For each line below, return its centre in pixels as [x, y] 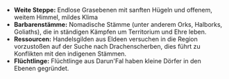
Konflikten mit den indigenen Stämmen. [70, 54]
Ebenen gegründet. [41, 68]
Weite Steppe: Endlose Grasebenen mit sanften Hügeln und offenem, [113, 10]
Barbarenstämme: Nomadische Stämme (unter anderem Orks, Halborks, [118, 24]
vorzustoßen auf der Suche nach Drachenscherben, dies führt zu [107, 46]
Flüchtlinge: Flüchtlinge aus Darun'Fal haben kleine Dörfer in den [107, 61]
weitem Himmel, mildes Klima [56, 17]
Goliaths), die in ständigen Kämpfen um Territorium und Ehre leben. [110, 32]
